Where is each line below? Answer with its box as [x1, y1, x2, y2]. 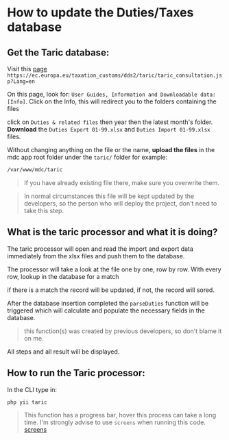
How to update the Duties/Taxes [7, 5, 194, 21]
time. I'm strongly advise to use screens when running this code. [23, 418, 206, 426]
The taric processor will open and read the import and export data [7, 245, 194, 253]
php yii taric [7, 399, 48, 406]
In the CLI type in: [7, 385, 57, 393]
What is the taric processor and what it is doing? [7, 226, 218, 238]
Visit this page [7, 65, 48, 73]
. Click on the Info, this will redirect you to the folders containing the [25, 97, 217, 106]
